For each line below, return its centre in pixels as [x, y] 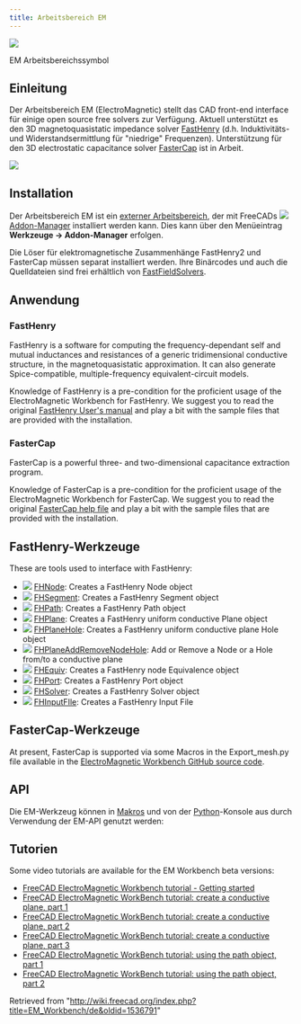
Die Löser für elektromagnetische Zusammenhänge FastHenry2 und [135, 253]
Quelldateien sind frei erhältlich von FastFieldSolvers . [108, 272]
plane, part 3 [46, 946]
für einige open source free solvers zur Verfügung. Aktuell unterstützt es [144, 120]
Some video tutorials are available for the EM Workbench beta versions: [142, 871]
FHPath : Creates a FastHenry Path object [110, 609]
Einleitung [38, 89]
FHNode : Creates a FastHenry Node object [113, 587]
